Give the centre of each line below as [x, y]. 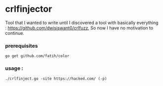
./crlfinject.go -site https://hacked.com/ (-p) [56, 79]
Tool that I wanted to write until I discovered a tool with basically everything [82, 23]
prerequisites [21, 46]
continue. [15, 33]
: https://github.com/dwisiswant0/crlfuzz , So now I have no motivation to [79, 28]
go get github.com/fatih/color [37, 56]
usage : [14, 68]
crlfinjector [29, 9]
